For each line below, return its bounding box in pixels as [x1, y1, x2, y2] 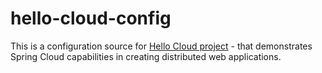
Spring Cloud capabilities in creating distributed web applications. [10, 50, 282, 62]
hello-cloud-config [10, 7, 172, 30]
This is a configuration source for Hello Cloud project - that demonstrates [10, 40, 313, 52]
